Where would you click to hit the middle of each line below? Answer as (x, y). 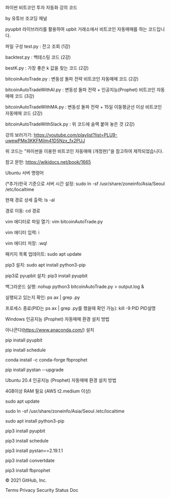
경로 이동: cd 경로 (23, 211)
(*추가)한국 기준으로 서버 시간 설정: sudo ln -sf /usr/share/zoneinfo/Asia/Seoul (85, 184)
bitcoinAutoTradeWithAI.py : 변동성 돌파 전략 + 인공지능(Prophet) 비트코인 (80, 90)
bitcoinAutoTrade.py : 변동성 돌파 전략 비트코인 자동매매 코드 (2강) (72, 79)
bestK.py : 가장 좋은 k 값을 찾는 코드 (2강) (47, 68)
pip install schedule (25, 350)
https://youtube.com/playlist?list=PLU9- (76, 135)
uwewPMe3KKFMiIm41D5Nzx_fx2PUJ (45, 141)
